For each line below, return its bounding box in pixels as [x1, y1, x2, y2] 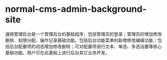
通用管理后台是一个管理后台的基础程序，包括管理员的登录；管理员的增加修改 [5, 31, 162, 37]
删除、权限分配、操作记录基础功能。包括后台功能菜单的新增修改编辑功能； [5, 37, 158, 43]
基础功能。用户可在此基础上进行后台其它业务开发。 [5, 50, 110, 56]
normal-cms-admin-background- [5, 3, 147, 15]
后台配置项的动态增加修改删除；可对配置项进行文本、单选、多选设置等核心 [9, 43, 162, 49]
